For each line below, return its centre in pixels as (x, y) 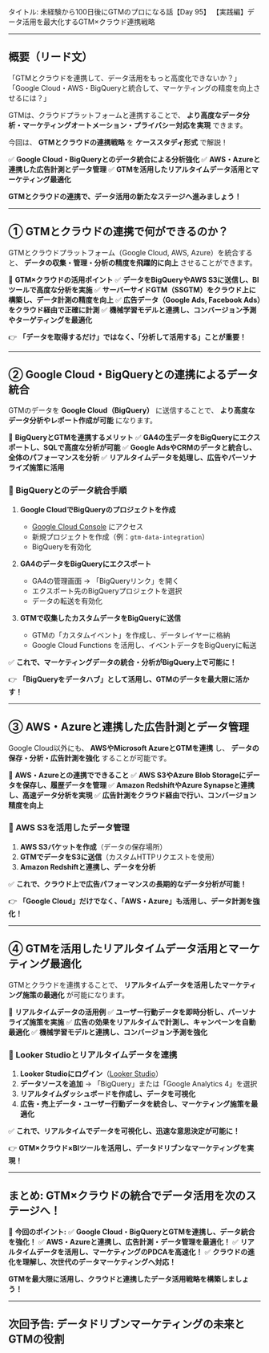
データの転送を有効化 (67, 601)
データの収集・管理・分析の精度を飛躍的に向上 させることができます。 (140, 263)
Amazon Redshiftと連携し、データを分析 (88, 866)
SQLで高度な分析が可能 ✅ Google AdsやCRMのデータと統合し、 (150, 447)
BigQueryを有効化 (62, 546)
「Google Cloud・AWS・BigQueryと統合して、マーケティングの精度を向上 (131, 88)
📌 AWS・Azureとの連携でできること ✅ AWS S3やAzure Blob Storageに (127, 775)
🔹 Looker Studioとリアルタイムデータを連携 (93, 1054)
